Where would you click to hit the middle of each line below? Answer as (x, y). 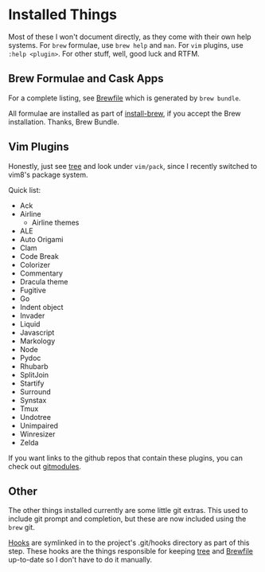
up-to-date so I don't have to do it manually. (80, 560)
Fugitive (33, 290)
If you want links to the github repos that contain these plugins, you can (125, 458)
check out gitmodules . (45, 466)
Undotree (35, 417)
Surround (35, 391)
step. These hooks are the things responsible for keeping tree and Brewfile (131, 551)
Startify (32, 383)
